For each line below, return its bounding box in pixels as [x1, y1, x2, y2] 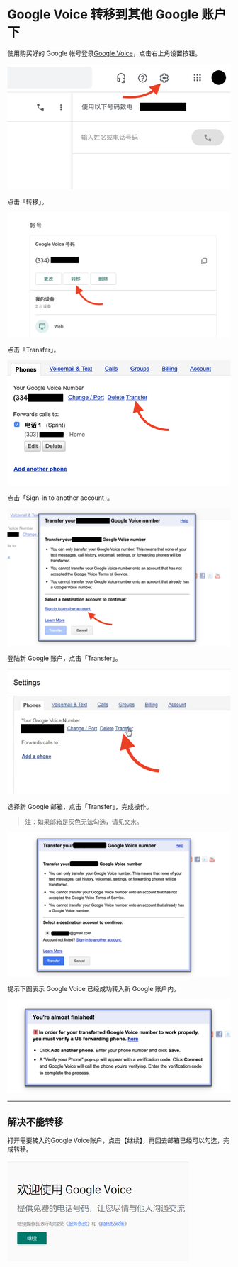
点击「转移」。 [7, 197, 48, 206]
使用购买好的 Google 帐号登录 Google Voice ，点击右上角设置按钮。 [7, 49, 202, 57]
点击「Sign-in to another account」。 [7, 493, 114, 502]
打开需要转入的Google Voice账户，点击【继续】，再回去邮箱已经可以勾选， [7, 1136, 224, 1145]
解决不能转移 [7, 1116, 64, 1128]
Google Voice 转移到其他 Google [7, 6, 199, 23]
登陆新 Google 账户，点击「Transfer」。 [7, 654, 122, 663]
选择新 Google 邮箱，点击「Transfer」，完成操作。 [7, 803, 153, 811]
